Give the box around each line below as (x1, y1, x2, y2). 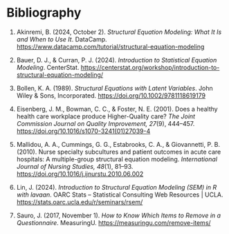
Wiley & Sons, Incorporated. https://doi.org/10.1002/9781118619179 (16, 91, 205, 100)
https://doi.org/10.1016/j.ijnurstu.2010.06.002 (16, 170, 144, 178)
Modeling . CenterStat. (16, 63, 80, 71)
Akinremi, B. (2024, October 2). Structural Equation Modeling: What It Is (16, 28, 222, 36)
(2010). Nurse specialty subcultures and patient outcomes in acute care (16, 147, 221, 156)
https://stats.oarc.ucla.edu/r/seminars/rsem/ (16, 197, 143, 206)
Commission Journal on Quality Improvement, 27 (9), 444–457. (16, 119, 195, 127)
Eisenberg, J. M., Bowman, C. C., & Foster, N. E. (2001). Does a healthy (16, 105, 219, 113)
